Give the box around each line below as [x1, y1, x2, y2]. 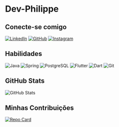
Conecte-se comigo [5, 23, 67, 31]
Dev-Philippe [5, 3, 59, 15]
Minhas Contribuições [5, 104, 74, 112]
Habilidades [5, 50, 42, 58]
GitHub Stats [5, 77, 45, 85]
